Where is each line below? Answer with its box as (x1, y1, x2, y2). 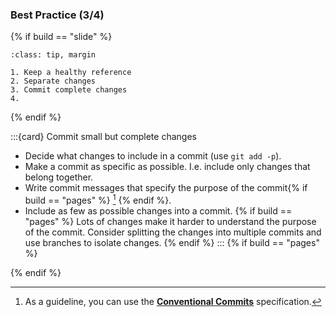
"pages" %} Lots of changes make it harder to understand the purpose (24, 215, 317, 227)
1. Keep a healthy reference (10, 68, 132, 78)
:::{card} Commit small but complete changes (10, 131, 197, 143)
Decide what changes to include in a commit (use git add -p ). (24, 150, 282, 162)
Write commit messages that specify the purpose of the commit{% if (24, 182, 308, 194)
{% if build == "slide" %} (10, 31, 113, 43)
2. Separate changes (10, 76, 97, 87)
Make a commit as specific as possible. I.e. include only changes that (24, 161, 311, 173)
